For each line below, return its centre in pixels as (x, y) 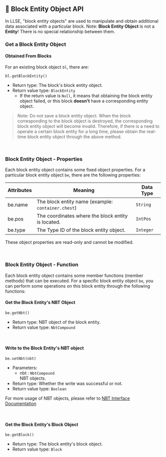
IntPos (144, 219)
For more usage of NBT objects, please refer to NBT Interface (67, 398)
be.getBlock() (20, 435)
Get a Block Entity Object (36, 44)
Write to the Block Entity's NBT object (44, 348)
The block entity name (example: (75, 202)
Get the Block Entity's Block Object (42, 424)
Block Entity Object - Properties (44, 159)
